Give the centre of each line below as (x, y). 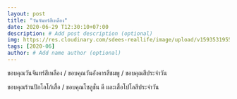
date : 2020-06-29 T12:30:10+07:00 (58, 27)
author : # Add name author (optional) (64, 53)
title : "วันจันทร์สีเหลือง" (38, 20)
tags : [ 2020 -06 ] (31, 46)
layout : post (26, 14)
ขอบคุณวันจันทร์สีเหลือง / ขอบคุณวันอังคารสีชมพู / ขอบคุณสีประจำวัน (87, 73)
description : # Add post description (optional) (80, 33)
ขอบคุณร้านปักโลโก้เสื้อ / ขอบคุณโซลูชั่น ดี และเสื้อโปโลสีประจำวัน (83, 87)
